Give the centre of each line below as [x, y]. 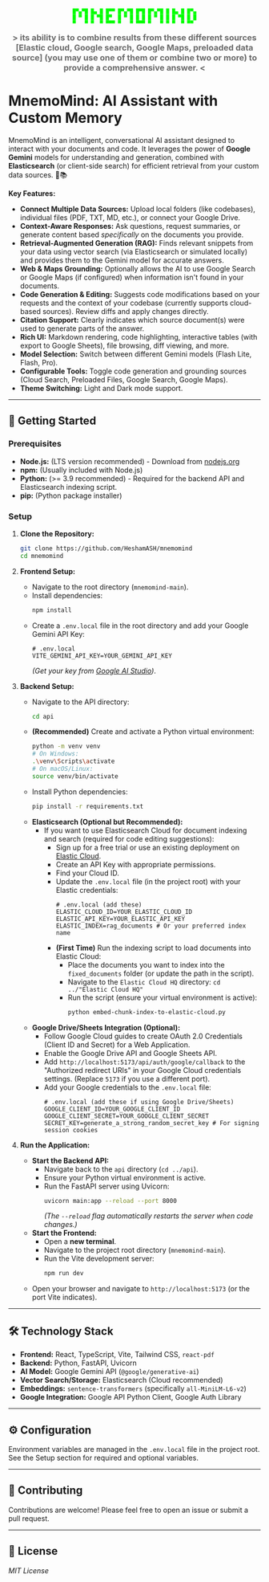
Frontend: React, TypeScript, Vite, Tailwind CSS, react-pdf [117, 1355]
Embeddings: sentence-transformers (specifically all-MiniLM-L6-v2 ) [133, 1388]
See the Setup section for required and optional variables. [103, 1458]
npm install [52, 610]
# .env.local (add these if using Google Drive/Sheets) [139, 1102]
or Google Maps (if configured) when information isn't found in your [132, 277]
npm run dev [64, 1274]
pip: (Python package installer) [71, 495]
